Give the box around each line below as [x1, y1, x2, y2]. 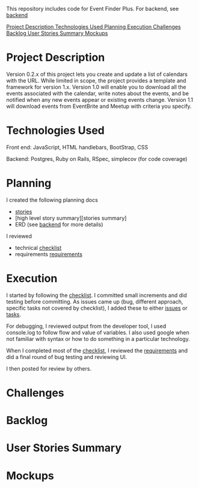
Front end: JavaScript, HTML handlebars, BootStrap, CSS [6, 143, 148, 151]
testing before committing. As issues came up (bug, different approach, [6, 298, 183, 305]
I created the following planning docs [6, 196, 98, 204]
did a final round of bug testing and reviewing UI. [6, 353, 127, 360]
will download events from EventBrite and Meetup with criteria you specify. [6, 102, 192, 110]
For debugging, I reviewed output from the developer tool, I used [6, 322, 167, 330]
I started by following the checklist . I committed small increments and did [6, 292, 188, 299]
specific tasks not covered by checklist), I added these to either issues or [6, 304, 188, 311]
